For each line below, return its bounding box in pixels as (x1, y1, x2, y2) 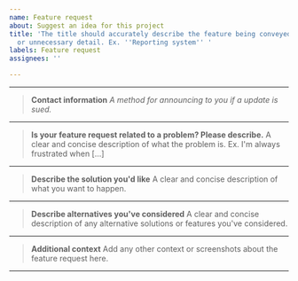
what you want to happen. (30, 183, 127, 193)
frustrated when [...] (30, 148, 105, 159)
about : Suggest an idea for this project (9, 21, 165, 30)
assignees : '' (9, 54, 62, 63)
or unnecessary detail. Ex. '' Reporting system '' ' (17, 37, 213, 47)
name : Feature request (9, 12, 93, 22)
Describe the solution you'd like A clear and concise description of (30, 174, 278, 184)
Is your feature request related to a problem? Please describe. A (30, 129, 272, 140)
